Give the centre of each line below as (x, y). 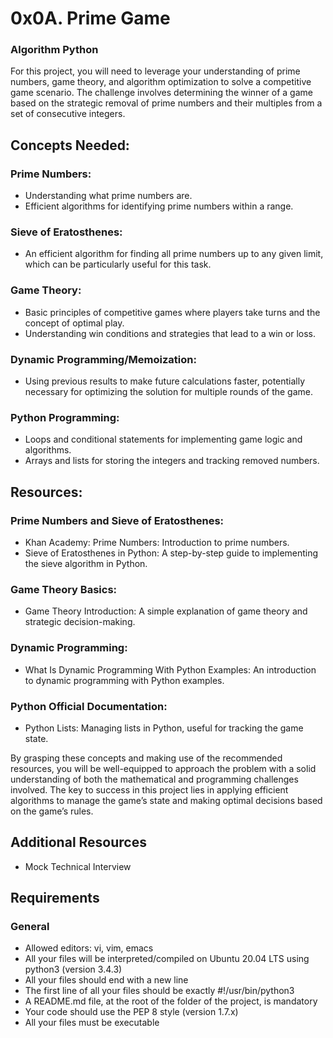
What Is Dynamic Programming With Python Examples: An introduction (170, 669)
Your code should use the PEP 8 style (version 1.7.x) (131, 1012)
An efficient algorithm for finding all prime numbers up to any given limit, (174, 254)
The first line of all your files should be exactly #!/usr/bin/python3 (159, 991)
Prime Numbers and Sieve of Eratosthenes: (117, 520)
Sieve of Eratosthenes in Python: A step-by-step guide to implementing (171, 553)
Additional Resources (78, 842)
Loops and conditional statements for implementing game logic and (163, 439)
